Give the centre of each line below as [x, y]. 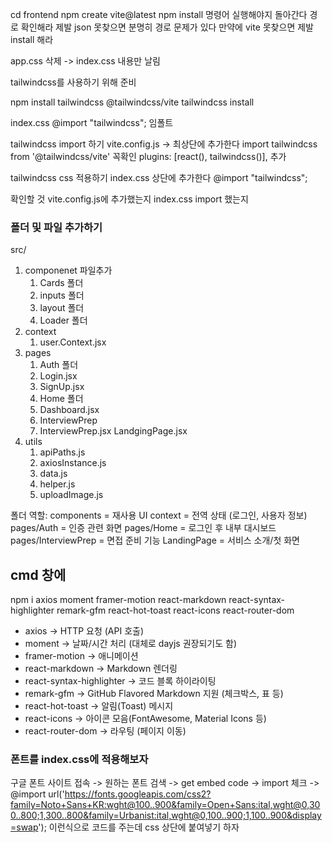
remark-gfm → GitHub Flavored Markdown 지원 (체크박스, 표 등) [154, 694]
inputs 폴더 [62, 295]
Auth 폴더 [59, 365]
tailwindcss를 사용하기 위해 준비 [73, 82]
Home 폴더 [61, 399]
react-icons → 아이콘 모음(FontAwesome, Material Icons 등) [145, 719]
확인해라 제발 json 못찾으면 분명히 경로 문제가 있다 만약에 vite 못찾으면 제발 [167, 27]
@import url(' [37, 794]
